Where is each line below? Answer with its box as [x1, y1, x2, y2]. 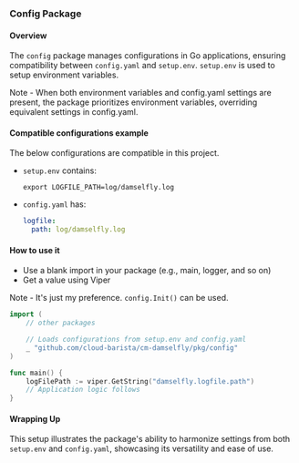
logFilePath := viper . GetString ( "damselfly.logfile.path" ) [26, 376, 255, 386]
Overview [9, 30, 47, 41]
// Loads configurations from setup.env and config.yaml [26, 335, 247, 345]
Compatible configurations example [9, 127, 149, 139]
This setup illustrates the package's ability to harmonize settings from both [9, 434, 291, 445]
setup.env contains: [22, 165, 98, 176]
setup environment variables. [9, 69, 119, 80]
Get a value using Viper [22, 274, 111, 285]
